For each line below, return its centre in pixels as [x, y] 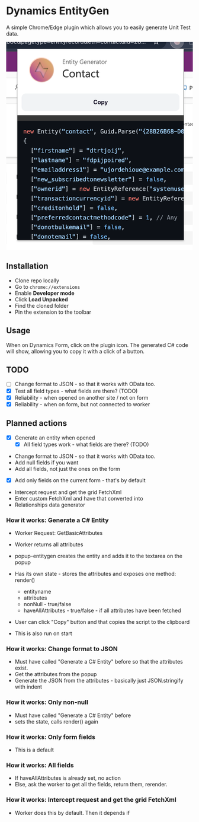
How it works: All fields [40, 765]
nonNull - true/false [47, 604]
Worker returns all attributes [49, 544]
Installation [27, 266]
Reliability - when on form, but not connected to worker [82, 404]
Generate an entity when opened [55, 438]
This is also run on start [43, 633]
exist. [21, 668]
